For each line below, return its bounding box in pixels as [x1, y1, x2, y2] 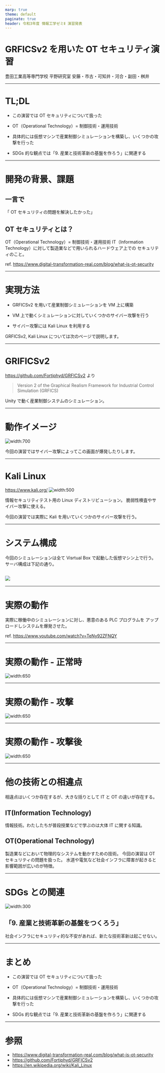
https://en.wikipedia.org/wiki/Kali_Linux [12, 1062, 92, 1069]
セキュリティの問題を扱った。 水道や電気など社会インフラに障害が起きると [5, 857, 157, 863]
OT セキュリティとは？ [5, 225, 74, 233]
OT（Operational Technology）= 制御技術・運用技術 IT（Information [5, 239, 144, 245]
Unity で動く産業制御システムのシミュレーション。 [5, 398, 107, 404]
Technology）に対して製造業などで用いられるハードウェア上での [5, 245, 137, 251]
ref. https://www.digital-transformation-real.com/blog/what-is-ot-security [5, 261, 154, 267]
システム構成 [5, 537, 57, 548]
